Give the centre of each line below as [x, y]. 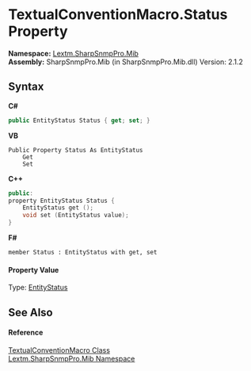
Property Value [34, 270]
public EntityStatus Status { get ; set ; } [79, 120]
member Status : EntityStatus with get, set [83, 252]
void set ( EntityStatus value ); [76, 216]
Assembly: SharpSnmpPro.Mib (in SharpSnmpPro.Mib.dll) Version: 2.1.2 [125, 62]
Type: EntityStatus [38, 288]
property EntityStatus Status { [61, 201]
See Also [30, 312]
